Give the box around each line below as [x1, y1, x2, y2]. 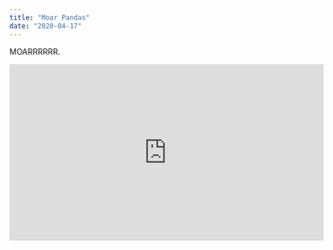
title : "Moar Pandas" [9, 13, 91, 22]
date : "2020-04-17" [9, 22, 83, 30]
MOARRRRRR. [9, 46, 61, 56]
